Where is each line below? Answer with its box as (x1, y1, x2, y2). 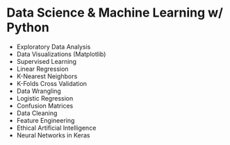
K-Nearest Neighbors (16, 71, 78, 80)
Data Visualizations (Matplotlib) (16, 50, 106, 58)
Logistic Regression (16, 94, 74, 102)
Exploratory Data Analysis (16, 42, 91, 51)
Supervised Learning (16, 57, 77, 65)
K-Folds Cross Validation (16, 79, 88, 87)
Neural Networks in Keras (16, 130, 90, 139)
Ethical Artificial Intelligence (16, 123, 97, 132)
